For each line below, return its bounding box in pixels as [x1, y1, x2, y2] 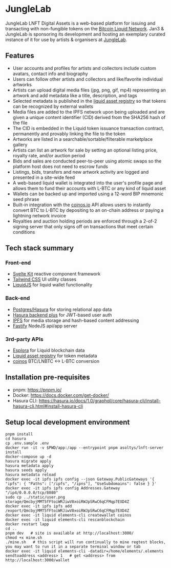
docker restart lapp [5, 521, 50, 527]
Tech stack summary [5, 244, 74, 252]
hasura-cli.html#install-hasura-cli [12, 403, 83, 409]
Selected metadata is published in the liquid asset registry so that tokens [12, 98, 166, 104]
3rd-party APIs [5, 335, 44, 342]
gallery [12, 141, 28, 148]
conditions [12, 229, 35, 235]
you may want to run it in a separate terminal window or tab [5, 544, 141, 549]
